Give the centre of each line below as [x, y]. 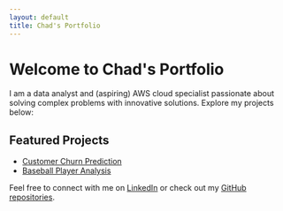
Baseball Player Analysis [66, 171]
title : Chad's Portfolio [55, 26]
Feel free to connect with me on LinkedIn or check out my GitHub [128, 188]
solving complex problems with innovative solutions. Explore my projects [141, 103]
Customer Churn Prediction [72, 162]
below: [21, 112]
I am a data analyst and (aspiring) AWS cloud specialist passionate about [142, 94]
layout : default [39, 17]
